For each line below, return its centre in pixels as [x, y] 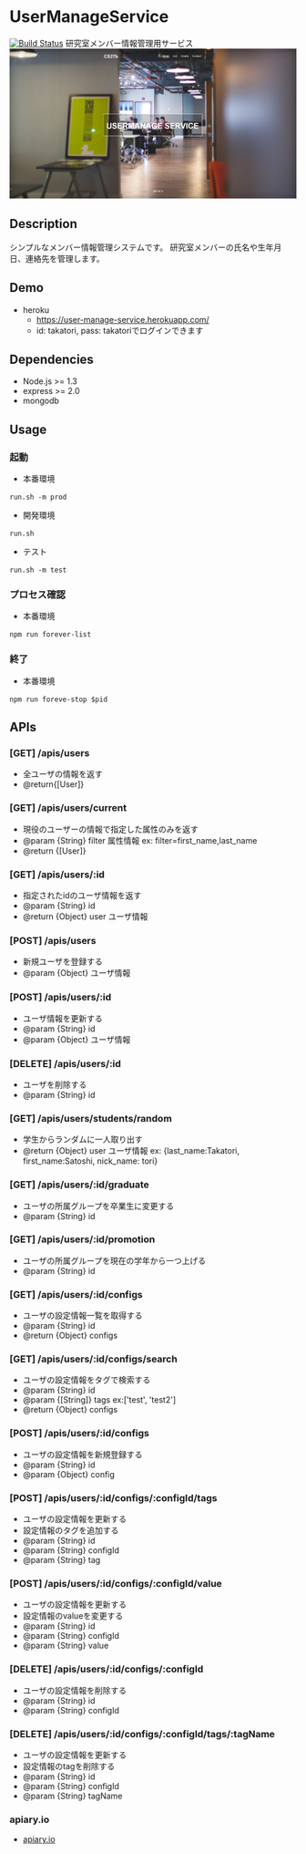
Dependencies [51, 360]
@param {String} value [66, 1646]
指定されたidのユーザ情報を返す [82, 896]
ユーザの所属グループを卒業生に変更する [98, 1206]
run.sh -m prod [38, 497]
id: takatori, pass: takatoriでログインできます [120, 330]
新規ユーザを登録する [62, 962]
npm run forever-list [51, 635]
